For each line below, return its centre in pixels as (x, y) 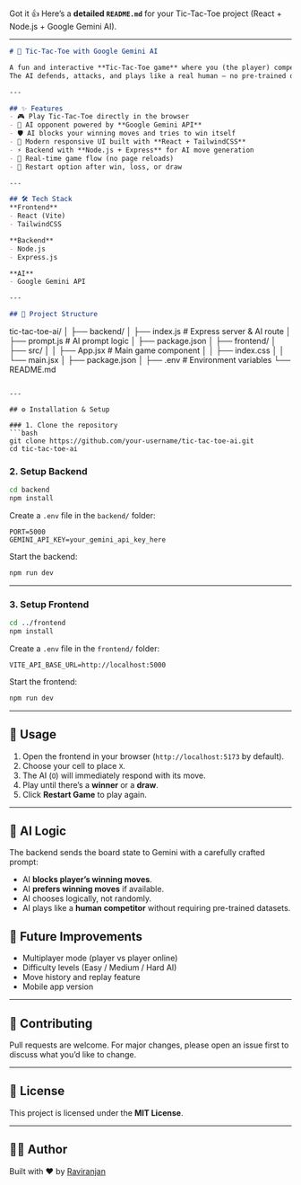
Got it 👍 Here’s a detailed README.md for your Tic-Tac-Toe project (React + (146, 13)
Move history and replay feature (81, 977)
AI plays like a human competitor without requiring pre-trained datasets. (156, 908)
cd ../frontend (38, 623)
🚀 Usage (33, 734)
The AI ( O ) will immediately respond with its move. (114, 775)
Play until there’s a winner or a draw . (90, 784)
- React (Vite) (38, 216)
